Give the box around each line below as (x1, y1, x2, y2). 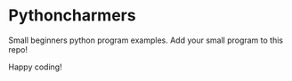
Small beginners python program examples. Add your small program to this (8, 35, 284, 45)
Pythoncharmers (8, 5, 136, 26)
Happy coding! (8, 61, 63, 72)
